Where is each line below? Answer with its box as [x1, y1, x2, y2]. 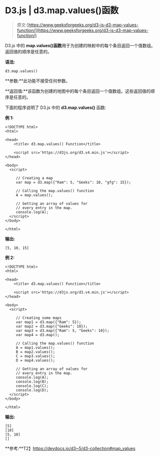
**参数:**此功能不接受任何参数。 [5, 78, 70, 84]
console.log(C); [16, 383, 49, 388]
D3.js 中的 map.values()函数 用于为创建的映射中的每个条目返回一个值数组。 [5, 42, 156, 48]
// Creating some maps [16, 315, 62, 320]
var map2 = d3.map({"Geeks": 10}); [16, 324, 88, 329]
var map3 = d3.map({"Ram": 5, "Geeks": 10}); [16, 328, 110, 333]
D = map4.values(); [16, 358, 55, 363]
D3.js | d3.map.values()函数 [5, 5, 119, 16]
